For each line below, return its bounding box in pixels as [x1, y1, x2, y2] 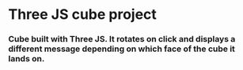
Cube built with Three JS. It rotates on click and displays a [8, 34, 236, 45]
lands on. [8, 53, 45, 64]
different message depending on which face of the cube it [8, 43, 236, 54]
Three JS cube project [8, 6, 157, 24]
